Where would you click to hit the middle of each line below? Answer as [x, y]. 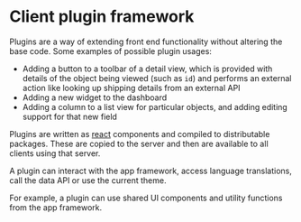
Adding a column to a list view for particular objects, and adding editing [155, 106]
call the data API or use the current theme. [88, 180]
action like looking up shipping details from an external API [131, 88]
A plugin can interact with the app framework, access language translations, [151, 171]
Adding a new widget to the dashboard [95, 97]
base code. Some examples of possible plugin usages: [110, 51]
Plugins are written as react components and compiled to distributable [140, 134]
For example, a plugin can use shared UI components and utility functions [146, 198]
